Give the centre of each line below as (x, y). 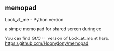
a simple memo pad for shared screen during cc (53, 29)
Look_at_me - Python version (34, 19)
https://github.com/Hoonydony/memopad (47, 43)
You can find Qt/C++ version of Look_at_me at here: (57, 38)
